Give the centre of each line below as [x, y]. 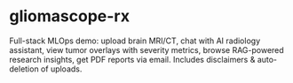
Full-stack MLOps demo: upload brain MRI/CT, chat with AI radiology [135, 41]
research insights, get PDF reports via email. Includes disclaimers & [132, 59]
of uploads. [61, 69]
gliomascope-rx [70, 16]
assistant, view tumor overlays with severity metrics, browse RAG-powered [146, 49]
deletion [24, 69]
